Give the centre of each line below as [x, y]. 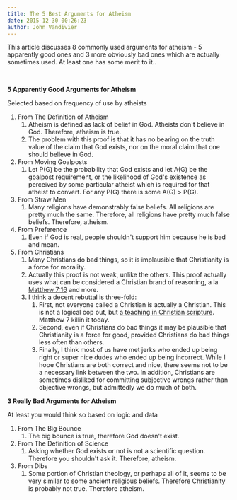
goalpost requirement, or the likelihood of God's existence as [117, 177]
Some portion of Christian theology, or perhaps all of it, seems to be [127, 474]
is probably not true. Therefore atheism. [86, 489]
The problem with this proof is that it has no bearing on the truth [121, 139]
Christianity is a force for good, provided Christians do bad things [134, 335]
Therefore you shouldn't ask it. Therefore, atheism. [102, 459]
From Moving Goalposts [52, 162]
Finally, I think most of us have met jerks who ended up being [128, 350]
